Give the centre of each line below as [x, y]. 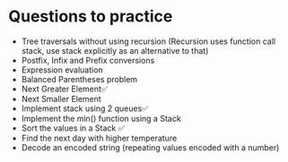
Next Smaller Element [61, 98]
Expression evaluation [62, 70]
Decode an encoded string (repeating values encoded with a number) [150, 147]
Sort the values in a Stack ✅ [73, 128]
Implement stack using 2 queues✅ [85, 108]
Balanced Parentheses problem [79, 79]
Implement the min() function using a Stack [101, 118]
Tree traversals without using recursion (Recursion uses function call [148, 41]
